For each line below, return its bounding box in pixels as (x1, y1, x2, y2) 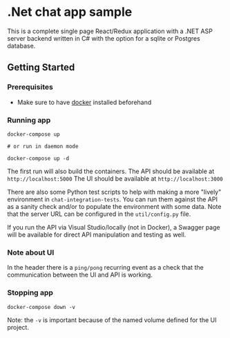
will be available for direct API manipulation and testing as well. (7, 230, 186, 239)
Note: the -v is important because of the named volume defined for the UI (7, 315, 217, 324)
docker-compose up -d (7, 155, 70, 162)
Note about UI (7, 248, 55, 257)
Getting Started (7, 61, 75, 73)
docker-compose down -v (7, 304, 76, 310)
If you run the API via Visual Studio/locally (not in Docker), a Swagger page (7, 223, 220, 231)
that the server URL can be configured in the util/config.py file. (7, 210, 191, 218)
